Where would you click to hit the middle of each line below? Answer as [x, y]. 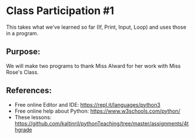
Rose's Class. [23, 72]
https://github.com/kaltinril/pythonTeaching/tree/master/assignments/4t [102, 123]
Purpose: [23, 52]
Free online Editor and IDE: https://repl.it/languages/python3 [87, 104]
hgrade [23, 130]
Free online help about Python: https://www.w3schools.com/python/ [97, 111]
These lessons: [33, 117]
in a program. [22, 33]
